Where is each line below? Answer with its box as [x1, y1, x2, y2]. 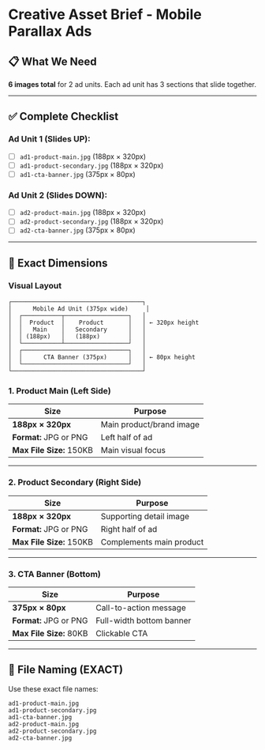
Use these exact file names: [8, 684, 99, 693]
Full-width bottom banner [95, 615, 192, 626]
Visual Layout [8, 280, 62, 291]
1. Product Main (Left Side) [8, 385, 112, 396]
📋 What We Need [8, 55, 97, 68]
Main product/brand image [100, 419, 200, 430]
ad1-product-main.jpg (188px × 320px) [19, 152, 147, 161]
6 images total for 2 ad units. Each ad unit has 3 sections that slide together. [8, 80, 257, 89]
